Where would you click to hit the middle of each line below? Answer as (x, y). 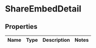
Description (56, 40)
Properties (21, 27)
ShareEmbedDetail (43, 9)
